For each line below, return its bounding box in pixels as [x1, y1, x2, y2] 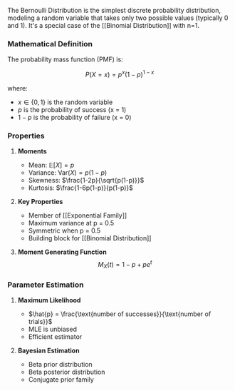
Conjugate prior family [28, 375, 94, 384]
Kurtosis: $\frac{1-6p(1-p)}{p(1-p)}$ [28, 183, 133, 192]
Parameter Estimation [7, 280, 84, 290]
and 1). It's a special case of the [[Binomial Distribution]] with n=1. [7, 21, 200, 29]
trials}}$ [28, 318, 53, 325]
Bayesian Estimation [17, 346, 80, 355]
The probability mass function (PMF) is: [7, 55, 123, 64]
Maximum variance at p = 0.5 [28, 219, 115, 228]
